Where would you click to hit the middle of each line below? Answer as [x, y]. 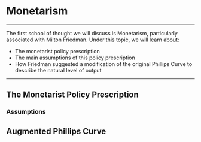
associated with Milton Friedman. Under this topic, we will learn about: [93, 40]
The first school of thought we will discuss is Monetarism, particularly [92, 33]
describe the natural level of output [58, 70]
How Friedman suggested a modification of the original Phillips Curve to [103, 64]
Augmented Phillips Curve [56, 131]
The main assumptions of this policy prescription [75, 58]
